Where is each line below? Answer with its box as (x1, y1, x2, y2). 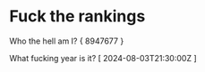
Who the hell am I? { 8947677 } (9, 36, 124, 46)
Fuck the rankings (9, 6, 146, 27)
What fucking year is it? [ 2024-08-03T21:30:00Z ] (9, 52, 197, 63)
